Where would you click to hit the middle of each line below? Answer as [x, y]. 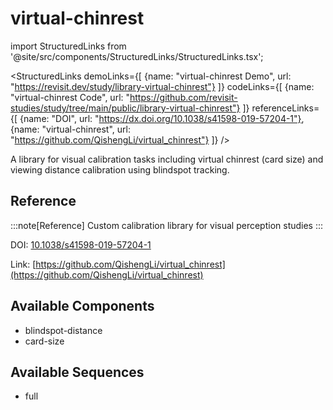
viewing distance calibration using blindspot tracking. [120, 169]
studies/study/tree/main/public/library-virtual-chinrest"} [125, 108]
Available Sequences [77, 372]
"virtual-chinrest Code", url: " [70, 97]
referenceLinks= [285, 108]
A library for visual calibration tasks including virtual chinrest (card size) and [167, 159]
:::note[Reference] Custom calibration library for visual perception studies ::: [167, 225]
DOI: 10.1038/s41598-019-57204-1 [81, 244]
